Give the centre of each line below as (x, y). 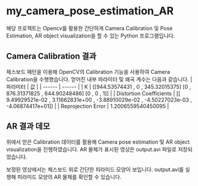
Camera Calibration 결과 (51, 56)
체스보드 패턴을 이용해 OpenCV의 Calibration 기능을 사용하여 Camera (88, 72)
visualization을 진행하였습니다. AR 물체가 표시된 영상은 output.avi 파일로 (92, 149)
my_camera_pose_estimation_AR (90, 11)
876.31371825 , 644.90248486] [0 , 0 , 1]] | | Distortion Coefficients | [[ (93, 93)
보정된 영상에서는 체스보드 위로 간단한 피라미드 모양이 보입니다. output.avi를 (95, 169)
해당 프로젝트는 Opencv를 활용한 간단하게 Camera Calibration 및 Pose (89, 28)
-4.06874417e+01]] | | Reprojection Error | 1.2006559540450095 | (88, 106)
